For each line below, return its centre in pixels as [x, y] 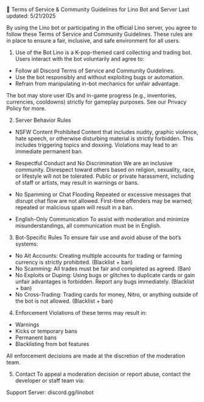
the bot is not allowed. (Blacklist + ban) [64, 301]
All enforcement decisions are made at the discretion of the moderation [96, 356]
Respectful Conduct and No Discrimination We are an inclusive [93, 163]
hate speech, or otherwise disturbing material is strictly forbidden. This [104, 138]
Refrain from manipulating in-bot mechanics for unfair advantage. [97, 83]
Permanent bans [36, 337]
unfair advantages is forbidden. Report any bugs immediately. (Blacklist [105, 281]
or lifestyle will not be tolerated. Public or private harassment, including [104, 176]
